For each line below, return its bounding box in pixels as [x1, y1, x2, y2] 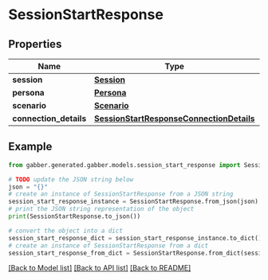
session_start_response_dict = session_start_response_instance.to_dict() [8, 234, 262, 242]
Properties [8, 37, 62, 51]
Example [8, 140, 53, 154]
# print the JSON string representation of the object [8, 205, 195, 213]
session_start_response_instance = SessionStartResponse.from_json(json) [8, 197, 259, 206]
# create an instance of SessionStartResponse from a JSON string [8, 190, 234, 198]
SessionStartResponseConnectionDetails [94, 113, 255, 124]
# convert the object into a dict [8, 227, 124, 235]
